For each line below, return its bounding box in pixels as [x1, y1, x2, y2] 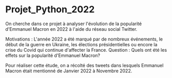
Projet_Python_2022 [5, 4, 95, 15]
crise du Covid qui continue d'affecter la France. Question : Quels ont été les [5, 47, 167, 53]
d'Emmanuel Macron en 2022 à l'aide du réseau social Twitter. [5, 26, 138, 32]
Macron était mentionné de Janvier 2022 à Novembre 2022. [5, 68, 132, 74]
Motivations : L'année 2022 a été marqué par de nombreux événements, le [5, 36, 163, 42]
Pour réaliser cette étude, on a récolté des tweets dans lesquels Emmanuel [5, 62, 164, 68]
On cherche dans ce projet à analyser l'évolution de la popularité [5, 21, 142, 27]
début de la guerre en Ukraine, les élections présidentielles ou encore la [5, 41, 158, 47]
